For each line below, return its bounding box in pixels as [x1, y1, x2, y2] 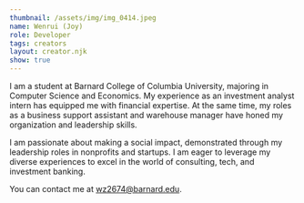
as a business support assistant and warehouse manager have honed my [9, 110, 284, 120]
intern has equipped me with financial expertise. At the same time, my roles [9, 100, 292, 110]
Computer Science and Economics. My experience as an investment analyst [9, 90, 295, 101]
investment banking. [9, 166, 86, 177]
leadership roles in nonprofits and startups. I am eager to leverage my [9, 147, 271, 157]
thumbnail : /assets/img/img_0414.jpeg [9, 13, 157, 23]
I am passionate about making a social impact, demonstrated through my [9, 137, 283, 147]
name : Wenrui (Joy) [9, 22, 84, 31]
